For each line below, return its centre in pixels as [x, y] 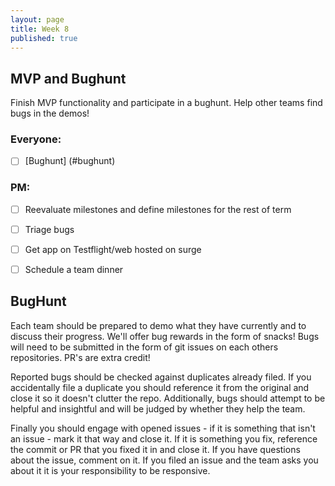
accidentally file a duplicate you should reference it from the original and [160, 387]
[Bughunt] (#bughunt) [70, 161]
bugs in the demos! [50, 113]
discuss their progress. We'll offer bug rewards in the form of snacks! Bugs [165, 336]
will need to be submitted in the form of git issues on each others [144, 347]
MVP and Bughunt [68, 78]
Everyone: [36, 139]
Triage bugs [49, 229]
